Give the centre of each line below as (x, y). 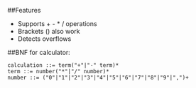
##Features (24, 10)
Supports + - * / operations (57, 24)
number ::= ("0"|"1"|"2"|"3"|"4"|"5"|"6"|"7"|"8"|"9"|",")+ (98, 77)
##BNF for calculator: (39, 52)
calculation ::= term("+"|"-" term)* (63, 65)
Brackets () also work (49, 31)
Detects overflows (44, 39)
